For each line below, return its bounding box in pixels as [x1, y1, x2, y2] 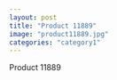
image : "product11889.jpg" [9, 29, 109, 38]
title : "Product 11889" [9, 21, 97, 30]
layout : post [9, 12, 58, 22]
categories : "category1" [9, 37, 101, 47]
